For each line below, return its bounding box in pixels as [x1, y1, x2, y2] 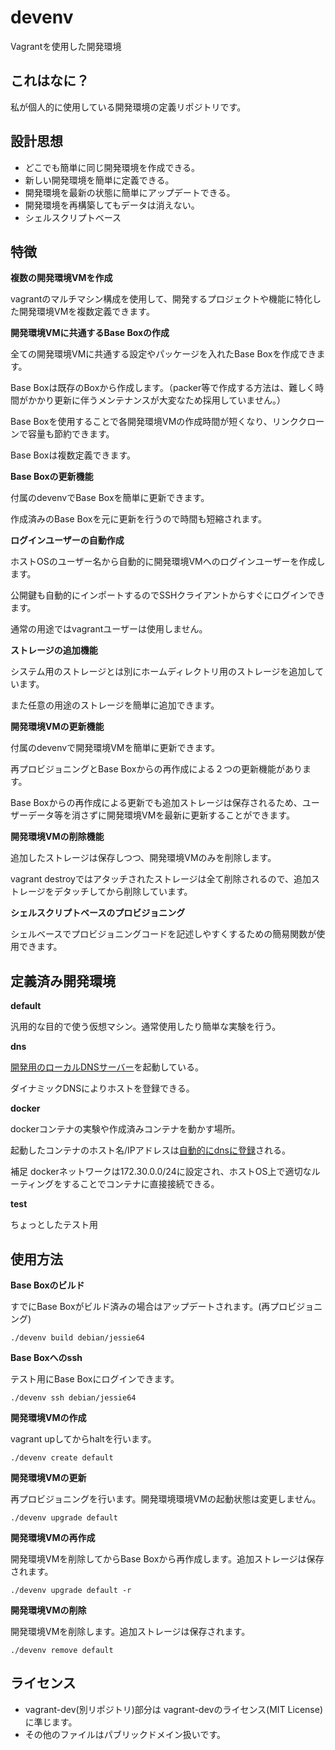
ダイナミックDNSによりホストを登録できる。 [10, 1082, 195, 1095]
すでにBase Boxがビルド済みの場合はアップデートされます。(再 [10, 1301, 271, 1312]
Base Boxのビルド [10, 1279, 85, 1291]
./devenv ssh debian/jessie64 [10, 1393, 137, 1403]
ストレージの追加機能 [10, 644, 98, 656]
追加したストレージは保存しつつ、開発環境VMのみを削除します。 [10, 852, 277, 864]
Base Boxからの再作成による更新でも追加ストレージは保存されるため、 [10, 797, 303, 809]
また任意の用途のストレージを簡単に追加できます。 [10, 699, 220, 711]
